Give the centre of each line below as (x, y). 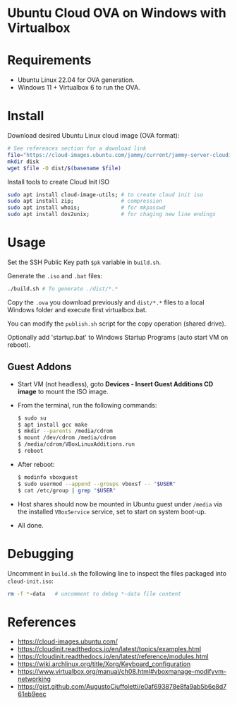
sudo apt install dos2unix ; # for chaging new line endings (112, 214)
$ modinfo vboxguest (48, 477)
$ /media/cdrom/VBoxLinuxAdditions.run (76, 444)
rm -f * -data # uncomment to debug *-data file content (94, 594)
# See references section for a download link (77, 149)
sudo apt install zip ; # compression (85, 201)
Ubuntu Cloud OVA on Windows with (117, 13)
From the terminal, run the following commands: (87, 405)
